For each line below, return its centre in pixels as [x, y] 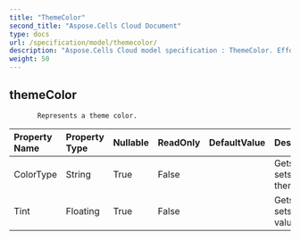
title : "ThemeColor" [48, 17]
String [79, 174]
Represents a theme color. [87, 116]
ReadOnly [179, 142]
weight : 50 [29, 59]
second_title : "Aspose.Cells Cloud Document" [95, 26]
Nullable [131, 142]
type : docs [29, 34]
